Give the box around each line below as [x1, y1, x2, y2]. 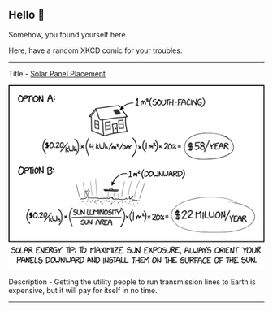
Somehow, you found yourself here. [8, 29, 128, 39]
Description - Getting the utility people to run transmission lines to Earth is [8, 277, 256, 287]
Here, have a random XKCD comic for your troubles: [8, 45, 183, 55]
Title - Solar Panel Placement [8, 68, 106, 78]
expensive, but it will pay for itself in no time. [8, 286, 158, 296]
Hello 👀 [8, 8, 45, 22]
